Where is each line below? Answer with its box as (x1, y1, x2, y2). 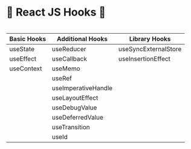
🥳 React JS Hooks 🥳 (6, 5, 106, 19)
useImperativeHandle (51, 84, 113, 93)
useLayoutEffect (51, 94, 99, 102)
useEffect (9, 55, 37, 63)
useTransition (51, 123, 91, 132)
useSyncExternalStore (118, 45, 182, 53)
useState (9, 45, 35, 53)
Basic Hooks (9, 35, 47, 43)
